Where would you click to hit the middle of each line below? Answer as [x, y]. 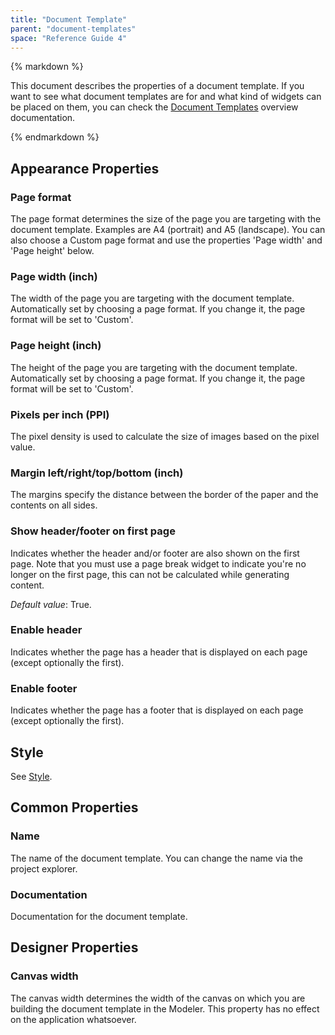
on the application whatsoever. [73, 1019]
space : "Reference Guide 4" [69, 38]
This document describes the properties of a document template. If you [157, 86]
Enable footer [44, 688]
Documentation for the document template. [99, 916]
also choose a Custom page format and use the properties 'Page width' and [166, 240]
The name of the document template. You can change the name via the [156, 858]
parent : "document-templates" [73, 29]
